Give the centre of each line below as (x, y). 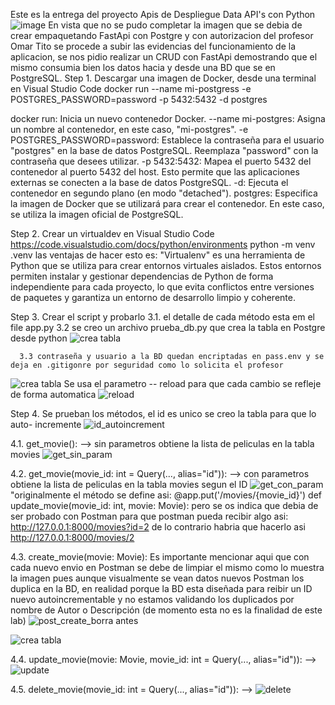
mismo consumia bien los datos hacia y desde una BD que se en (143, 67)
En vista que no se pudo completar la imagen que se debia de (175, 25)
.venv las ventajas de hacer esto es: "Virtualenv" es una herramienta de (158, 255)
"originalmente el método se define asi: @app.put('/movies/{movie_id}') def (166, 495)
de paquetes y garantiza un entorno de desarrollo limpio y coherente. (153, 297)
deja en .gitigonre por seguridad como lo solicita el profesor (147, 365)
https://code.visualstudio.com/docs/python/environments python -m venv (163, 244)
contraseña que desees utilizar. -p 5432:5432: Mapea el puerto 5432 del (161, 161)
